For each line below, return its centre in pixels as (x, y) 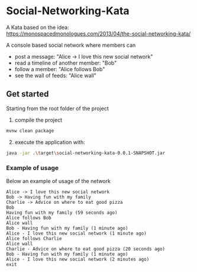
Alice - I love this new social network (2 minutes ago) (78, 259)
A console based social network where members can (71, 45)
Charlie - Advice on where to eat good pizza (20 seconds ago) (86, 249)
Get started (28, 94)
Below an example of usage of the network (59, 181)
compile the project (38, 120)
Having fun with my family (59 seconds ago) (62, 212)
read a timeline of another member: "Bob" (66, 63)
